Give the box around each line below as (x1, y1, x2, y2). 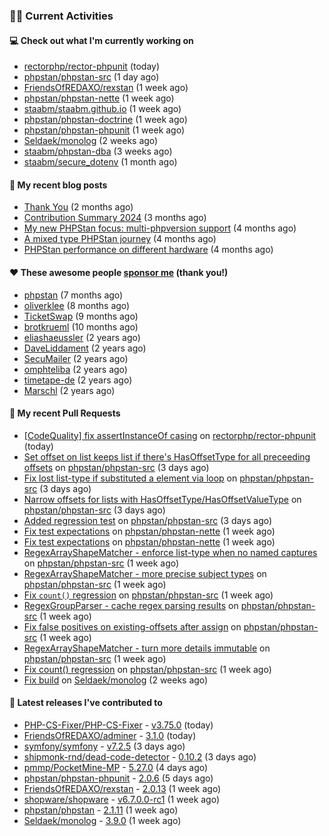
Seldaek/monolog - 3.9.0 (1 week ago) (23, 814, 182, 826)
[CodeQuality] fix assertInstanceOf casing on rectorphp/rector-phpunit (23, 429, 317, 441)
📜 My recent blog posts (9, 179, 108, 191)
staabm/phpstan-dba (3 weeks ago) (23, 145, 173, 158)
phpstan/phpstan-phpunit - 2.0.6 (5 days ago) (23, 772, 214, 784)
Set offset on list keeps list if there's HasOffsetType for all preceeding (23, 450, 311, 463)
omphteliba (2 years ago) (23, 363, 128, 375)
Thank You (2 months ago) (23, 201, 134, 213)
